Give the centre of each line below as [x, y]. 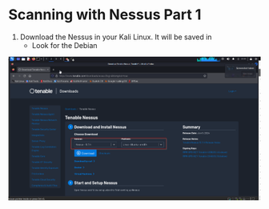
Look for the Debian [64, 45]
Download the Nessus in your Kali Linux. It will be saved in [116, 37]
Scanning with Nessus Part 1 [105, 15]
